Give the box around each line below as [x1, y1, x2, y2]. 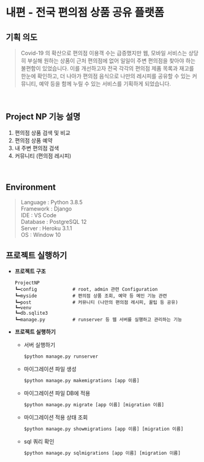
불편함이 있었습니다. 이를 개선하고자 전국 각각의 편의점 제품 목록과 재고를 [20, 65, 194, 72]
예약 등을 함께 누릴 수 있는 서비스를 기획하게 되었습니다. [39, 80, 172, 87]
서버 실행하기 [23, 341, 56, 348]
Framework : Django [20, 205, 72, 212]
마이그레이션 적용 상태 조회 [23, 414, 88, 421]
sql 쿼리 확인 [23, 437, 55, 445]
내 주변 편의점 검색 [14, 144, 59, 152]
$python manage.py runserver [23, 353, 99, 360]
